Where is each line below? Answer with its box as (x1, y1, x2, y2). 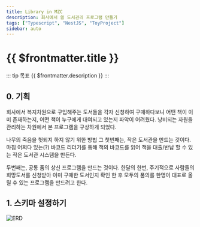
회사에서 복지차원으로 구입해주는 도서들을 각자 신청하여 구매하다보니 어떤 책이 (6, 109, 187, 115)
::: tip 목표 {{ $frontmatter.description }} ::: (6, 72, 110, 79)
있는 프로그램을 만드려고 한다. (19, 179, 88, 186)
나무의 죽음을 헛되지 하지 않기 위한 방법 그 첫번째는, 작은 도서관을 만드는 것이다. (6, 136, 192, 143)
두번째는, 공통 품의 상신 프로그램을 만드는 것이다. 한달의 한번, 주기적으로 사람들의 (6, 164, 195, 171)
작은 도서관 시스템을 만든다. (12, 151, 77, 158)
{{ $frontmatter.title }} (6, 52, 119, 65)
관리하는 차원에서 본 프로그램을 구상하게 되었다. (6, 124, 117, 130)
